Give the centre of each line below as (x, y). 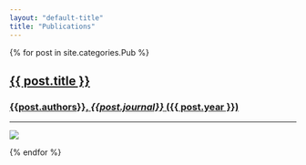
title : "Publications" (52, 26)
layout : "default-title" (56, 18)
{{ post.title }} (50, 81)
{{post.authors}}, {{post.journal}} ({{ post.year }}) (124, 107)
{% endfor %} (36, 152)
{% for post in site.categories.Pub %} (80, 52)
